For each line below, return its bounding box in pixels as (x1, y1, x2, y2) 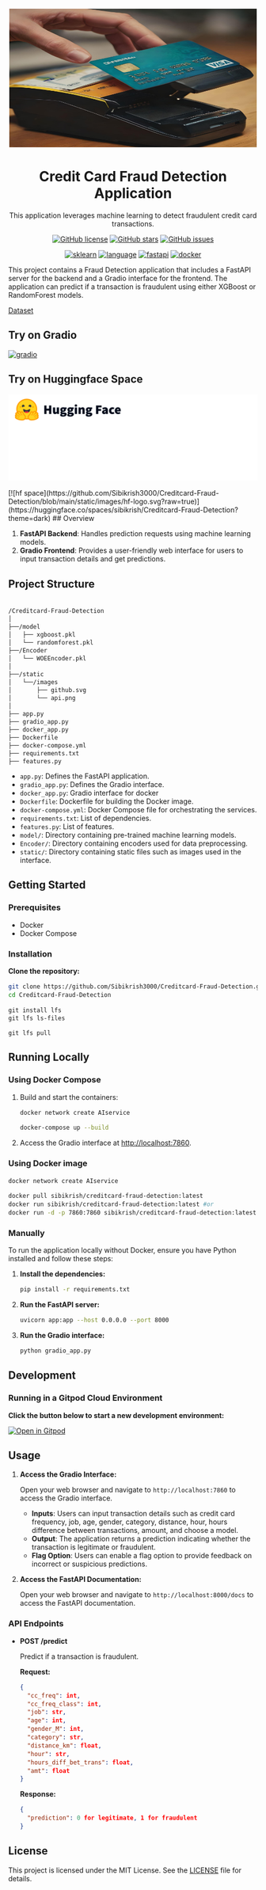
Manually (8, 1227, 45, 1238)
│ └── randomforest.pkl (8, 639, 93, 647)
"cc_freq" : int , (27, 1691, 81, 1699)
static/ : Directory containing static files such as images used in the (19, 847, 241, 857)
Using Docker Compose (8, 1074, 101, 1086)
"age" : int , (27, 1717, 66, 1725)
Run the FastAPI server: (19, 1300, 101, 1310)
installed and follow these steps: (8, 1254, 113, 1264)
